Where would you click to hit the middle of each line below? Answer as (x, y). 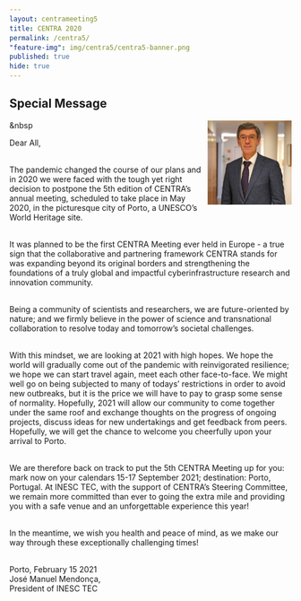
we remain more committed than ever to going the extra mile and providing (147, 496)
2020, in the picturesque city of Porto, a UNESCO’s (103, 207)
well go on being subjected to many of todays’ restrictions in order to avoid (147, 383)
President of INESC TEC (54, 588)
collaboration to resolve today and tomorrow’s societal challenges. (132, 328)
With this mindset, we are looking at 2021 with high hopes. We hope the (141, 355)
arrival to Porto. (38, 440)
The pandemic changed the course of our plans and (105, 170)
